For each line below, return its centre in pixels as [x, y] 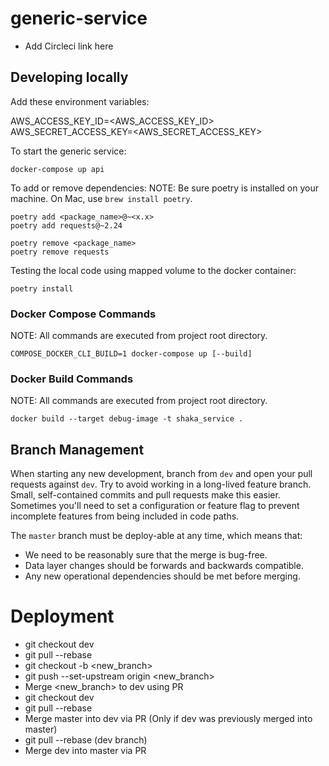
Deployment [62, 616]
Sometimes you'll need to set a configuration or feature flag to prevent [155, 506]
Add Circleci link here [69, 46]
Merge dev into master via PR [85, 751]
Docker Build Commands [72, 379]
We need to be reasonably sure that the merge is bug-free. [146, 555]
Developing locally [69, 77]
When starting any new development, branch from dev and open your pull [161, 474]
